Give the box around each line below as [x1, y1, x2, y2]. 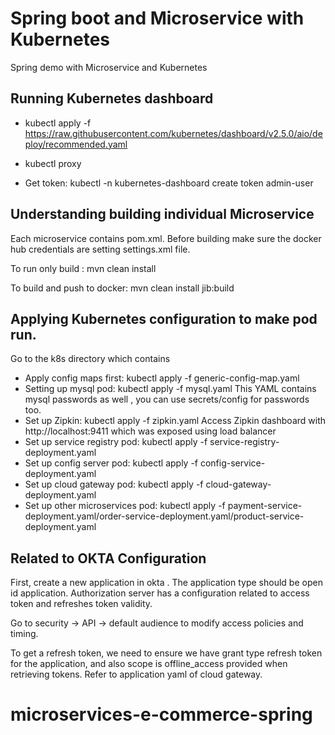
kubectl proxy [24, 157, 82, 169]
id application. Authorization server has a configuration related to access [10, 587, 310, 599]
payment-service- [227, 500, 303, 512]
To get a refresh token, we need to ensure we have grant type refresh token [10, 647, 323, 659]
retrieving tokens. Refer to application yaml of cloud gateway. [10, 668, 263, 681]
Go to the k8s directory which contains [10, 353, 171, 365]
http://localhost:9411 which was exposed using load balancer [24, 425, 277, 437]
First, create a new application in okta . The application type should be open [10, 577, 323, 589]
